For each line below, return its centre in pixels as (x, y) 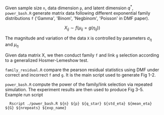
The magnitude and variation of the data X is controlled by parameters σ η (79, 39)
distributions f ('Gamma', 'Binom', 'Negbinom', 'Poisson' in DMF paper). (77, 18)
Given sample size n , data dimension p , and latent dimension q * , (69, 8)
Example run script (24, 95)
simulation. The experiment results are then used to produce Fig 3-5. (74, 90)
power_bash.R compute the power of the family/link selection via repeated (79, 84)
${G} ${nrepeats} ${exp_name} (36, 108)
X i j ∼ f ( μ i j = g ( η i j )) (82, 28)
